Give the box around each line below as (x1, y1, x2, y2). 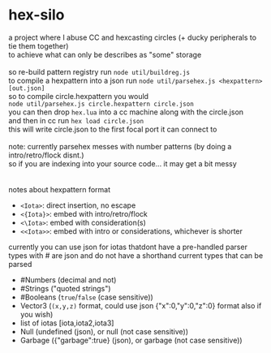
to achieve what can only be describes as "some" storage (8, 50, 202, 59)
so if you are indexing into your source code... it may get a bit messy (8, 158, 237, 168)
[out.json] (8, 84, 45, 93)
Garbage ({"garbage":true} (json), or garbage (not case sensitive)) (19, 335, 243, 345)
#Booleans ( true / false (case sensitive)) (19, 292, 154, 302)
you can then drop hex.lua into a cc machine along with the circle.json (8, 107, 244, 117)
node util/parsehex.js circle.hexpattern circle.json (8, 100, 195, 108)
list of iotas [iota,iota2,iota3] (19, 318, 114, 328)
